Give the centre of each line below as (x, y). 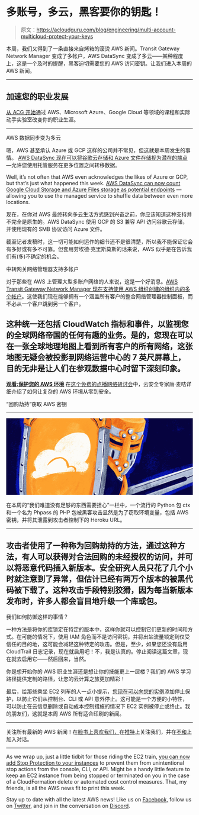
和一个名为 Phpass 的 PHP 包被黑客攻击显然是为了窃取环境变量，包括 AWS (97, 512)
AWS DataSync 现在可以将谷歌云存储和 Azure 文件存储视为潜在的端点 (102, 157)
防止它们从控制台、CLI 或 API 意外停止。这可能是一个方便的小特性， (105, 698)
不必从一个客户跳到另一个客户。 (45, 304)
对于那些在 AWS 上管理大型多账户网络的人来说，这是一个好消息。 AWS (92, 281)
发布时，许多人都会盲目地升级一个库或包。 (84, 601)
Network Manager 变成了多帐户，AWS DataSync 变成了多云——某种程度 (95, 56)
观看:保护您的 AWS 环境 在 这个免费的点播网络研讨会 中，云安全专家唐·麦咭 (96, 384)
